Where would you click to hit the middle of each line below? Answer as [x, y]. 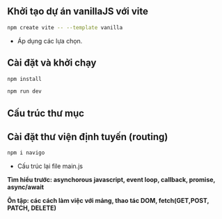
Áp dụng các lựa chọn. [50, 40]
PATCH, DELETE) [32, 208]
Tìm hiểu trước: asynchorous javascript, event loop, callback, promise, [111, 180]
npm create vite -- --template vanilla [65, 27]
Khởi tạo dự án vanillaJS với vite [78, 12]
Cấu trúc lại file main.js [50, 166]
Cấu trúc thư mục [46, 113]
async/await [25, 187]
